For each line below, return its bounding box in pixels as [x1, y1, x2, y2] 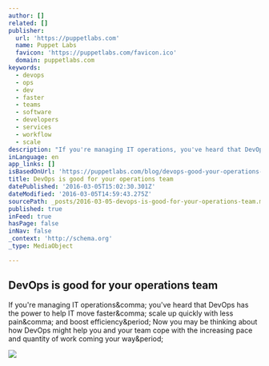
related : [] [8, 19, 48, 27]
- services [15, 123, 52, 131]
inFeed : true [8, 213, 52, 221]
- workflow [15, 130, 52, 138]
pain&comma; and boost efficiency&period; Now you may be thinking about [8, 316, 258, 326]
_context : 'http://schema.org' [8, 235, 113, 243]
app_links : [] [8, 161, 56, 169]
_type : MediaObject [8, 242, 74, 250]
